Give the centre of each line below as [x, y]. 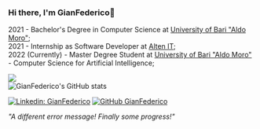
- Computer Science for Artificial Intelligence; [81, 63]
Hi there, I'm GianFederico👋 [62, 13]
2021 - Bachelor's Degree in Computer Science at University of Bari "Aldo [127, 30]
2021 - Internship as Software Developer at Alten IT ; [92, 46]
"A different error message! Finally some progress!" [92, 116]
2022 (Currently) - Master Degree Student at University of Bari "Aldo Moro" [130, 55]
